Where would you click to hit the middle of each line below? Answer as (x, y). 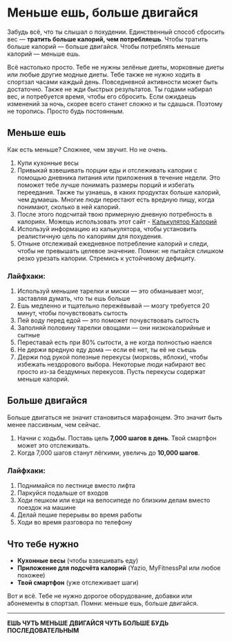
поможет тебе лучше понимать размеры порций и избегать (106, 185)
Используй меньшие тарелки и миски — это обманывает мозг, (110, 291)
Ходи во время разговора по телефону (75, 522)
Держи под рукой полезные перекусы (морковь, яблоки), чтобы (113, 357)
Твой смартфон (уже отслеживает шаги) (78, 582)
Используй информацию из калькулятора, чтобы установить (107, 228)
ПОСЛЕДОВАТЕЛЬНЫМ (43, 630)
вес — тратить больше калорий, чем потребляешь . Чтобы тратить (108, 39)
